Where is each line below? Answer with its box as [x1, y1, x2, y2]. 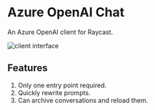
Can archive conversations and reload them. [17, 96, 149, 104]
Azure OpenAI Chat [7, 4, 125, 21]
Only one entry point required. [17, 81, 107, 89]
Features [7, 62, 48, 75]
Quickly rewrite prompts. [17, 88, 91, 97]
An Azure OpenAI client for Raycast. [7, 28, 114, 36]
